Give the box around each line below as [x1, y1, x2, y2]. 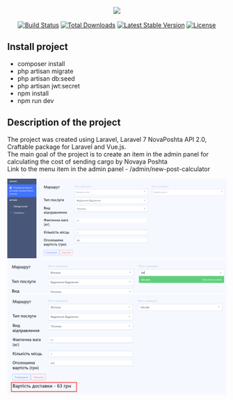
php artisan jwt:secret [17, 81, 80, 90]
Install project [7, 41, 68, 53]
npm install [17, 89, 49, 97]
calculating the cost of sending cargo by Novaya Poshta [7, 157, 168, 166]
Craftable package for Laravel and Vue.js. [7, 143, 127, 151]
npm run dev [17, 96, 54, 104]
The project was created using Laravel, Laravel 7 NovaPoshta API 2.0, [7, 135, 207, 143]
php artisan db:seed [17, 74, 75, 83]
